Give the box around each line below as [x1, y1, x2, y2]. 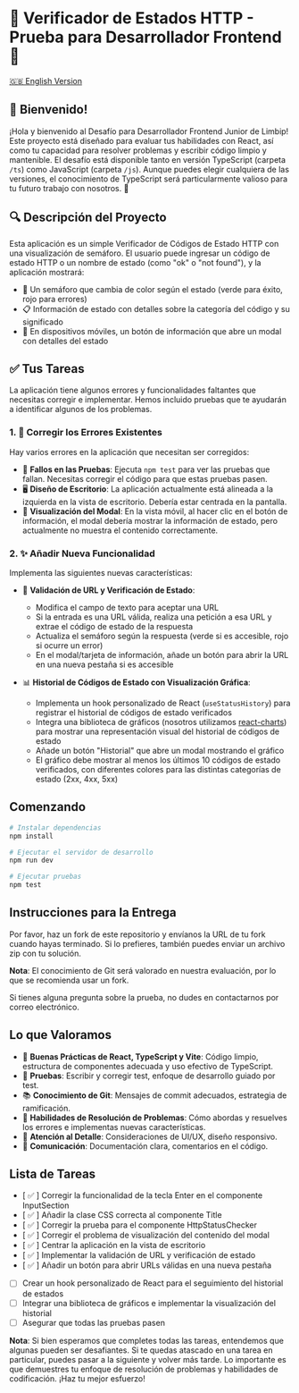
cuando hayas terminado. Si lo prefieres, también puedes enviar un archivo [9, 938, 286, 949]
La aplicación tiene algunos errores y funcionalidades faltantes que [9, 384, 257, 396]
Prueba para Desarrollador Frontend [9, 27, 283, 47]
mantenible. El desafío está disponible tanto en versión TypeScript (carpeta [9, 154, 287, 165]
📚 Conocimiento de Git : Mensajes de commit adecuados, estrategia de [21, 1090, 287, 1101]
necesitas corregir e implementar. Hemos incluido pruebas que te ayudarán [9, 394, 287, 405]
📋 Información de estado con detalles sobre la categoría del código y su [21, 303, 290, 314]
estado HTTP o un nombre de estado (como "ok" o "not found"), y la [9, 257, 262, 267]
